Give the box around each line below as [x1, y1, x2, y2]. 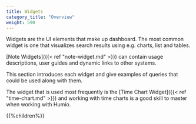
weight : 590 [6, 19, 35, 25]
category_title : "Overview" [6, 14, 75, 20]
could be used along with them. [6, 77, 82, 84]
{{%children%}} [6, 112, 45, 119]
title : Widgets [6, 8, 44, 15]
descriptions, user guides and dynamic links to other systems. [6, 59, 157, 66]
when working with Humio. [6, 101, 71, 108]
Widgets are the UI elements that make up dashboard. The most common [6, 36, 184, 43]
